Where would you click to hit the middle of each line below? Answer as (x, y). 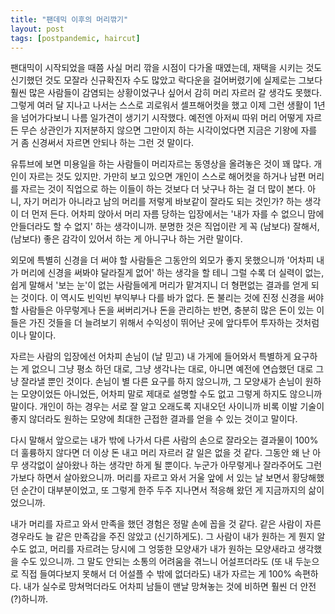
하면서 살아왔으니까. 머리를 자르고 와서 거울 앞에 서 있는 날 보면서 (163, 478)
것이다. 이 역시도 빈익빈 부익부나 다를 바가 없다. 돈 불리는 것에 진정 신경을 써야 (172, 298)
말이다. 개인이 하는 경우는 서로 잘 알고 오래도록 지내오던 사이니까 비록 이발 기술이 (167, 407)
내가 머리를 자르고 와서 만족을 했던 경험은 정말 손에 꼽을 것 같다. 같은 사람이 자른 (166, 524)
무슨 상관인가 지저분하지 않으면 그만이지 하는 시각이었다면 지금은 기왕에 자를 (169, 130)
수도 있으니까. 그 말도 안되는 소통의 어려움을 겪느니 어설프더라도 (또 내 (156, 562)
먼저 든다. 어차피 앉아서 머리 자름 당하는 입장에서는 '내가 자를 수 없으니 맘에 (178, 214)
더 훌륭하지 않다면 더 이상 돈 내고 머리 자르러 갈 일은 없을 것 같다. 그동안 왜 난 (160, 453)
